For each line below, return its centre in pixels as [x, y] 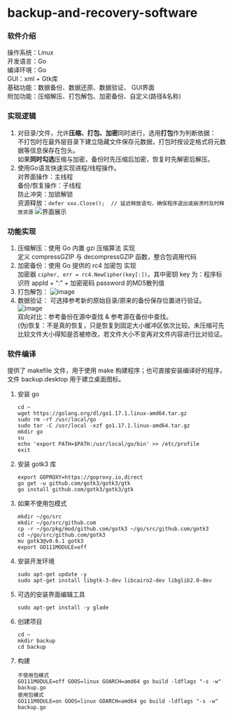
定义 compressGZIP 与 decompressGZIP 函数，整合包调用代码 [107, 257]
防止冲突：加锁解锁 [45, 194]
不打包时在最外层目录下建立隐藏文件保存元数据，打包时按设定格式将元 [119, 141]
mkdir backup [36, 641]
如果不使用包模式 [42, 504]
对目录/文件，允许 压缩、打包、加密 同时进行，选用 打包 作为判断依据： [116, 133]
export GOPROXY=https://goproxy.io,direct [80, 477]
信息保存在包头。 [54, 150]
